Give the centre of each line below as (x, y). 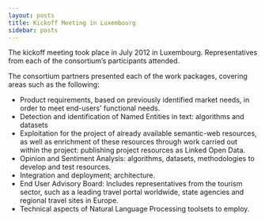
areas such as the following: (54, 84)
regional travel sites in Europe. (69, 200)
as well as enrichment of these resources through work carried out (129, 142)
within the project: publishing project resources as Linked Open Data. (132, 150)
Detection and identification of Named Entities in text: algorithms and (132, 117)
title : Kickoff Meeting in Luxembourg (72, 23)
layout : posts (32, 15)
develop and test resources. (65, 167)
